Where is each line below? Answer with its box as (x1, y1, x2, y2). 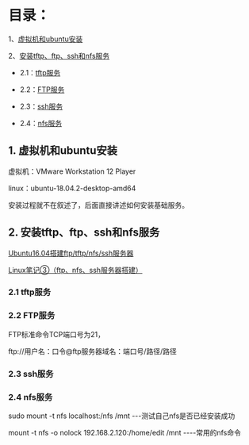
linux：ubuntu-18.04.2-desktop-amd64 (8, 183, 136, 193)
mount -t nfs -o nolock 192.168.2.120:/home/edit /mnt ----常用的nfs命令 (8, 428, 242, 437)
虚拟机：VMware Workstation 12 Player (8, 167, 136, 176)
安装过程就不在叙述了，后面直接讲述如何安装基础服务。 (8, 200, 189, 209)
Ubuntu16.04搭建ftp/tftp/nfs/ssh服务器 (8, 248, 134, 258)
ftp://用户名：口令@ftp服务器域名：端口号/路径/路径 (8, 346, 177, 356)
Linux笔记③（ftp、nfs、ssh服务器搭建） (8, 265, 143, 274)
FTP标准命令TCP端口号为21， (8, 329, 105, 339)
